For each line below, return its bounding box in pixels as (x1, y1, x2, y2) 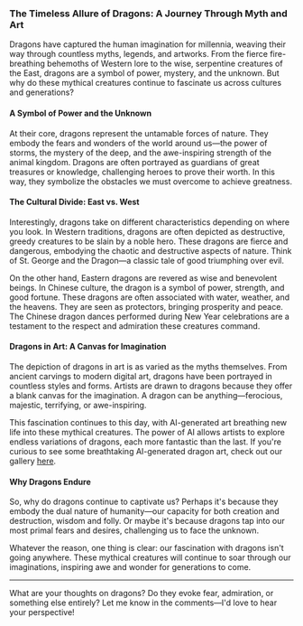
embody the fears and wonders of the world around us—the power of (9, 137, 268, 148)
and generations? (9, 87, 75, 98)
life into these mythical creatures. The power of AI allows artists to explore (9, 426, 286, 437)
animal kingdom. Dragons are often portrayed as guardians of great (9, 156, 260, 167)
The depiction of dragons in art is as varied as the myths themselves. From (9, 360, 288, 372)
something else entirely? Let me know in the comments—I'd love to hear (9, 597, 278, 608)
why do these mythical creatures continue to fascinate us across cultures (9, 78, 282, 89)
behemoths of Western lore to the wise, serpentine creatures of (46, 58, 283, 70)
